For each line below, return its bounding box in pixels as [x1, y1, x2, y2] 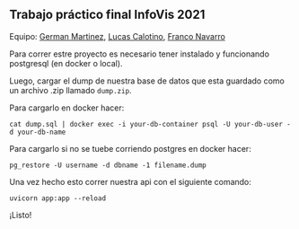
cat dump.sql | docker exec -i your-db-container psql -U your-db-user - [9, 119, 292, 128]
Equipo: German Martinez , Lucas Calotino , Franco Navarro [9, 31, 226, 41]
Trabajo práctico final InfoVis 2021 [9, 7, 206, 22]
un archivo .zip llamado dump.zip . [9, 84, 132, 95]
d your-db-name [9, 128, 66, 137]
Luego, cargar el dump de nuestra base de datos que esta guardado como [9, 75, 285, 86]
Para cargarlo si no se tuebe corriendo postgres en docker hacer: [9, 143, 251, 154]
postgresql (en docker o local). [9, 57, 123, 68]
